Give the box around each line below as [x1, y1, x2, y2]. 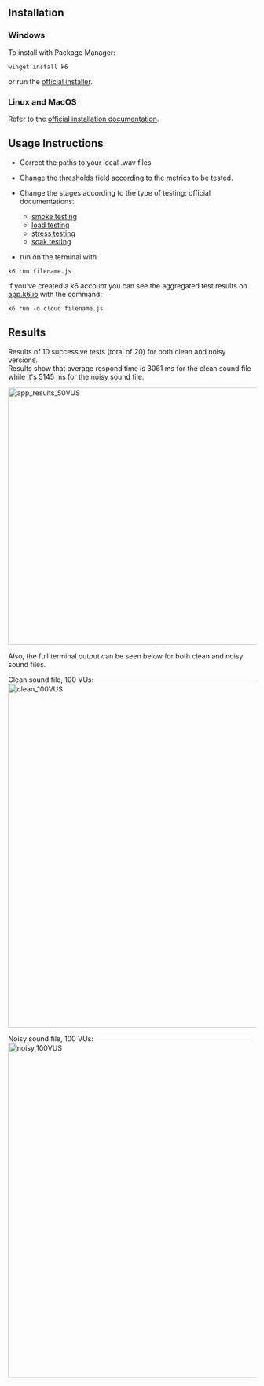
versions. [8, 355, 38, 365]
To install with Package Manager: [8, 47, 115, 57]
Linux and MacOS [8, 96, 77, 107]
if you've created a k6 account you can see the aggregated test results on [8, 280, 247, 290]
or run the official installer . [8, 76, 93, 86]
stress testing [31, 228, 76, 238]
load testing [31, 220, 70, 229]
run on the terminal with [19, 251, 97, 262]
